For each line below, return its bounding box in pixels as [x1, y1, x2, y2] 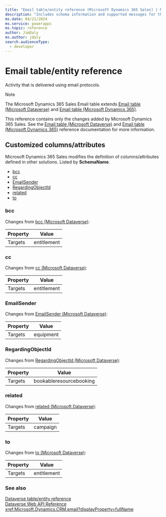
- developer [9, 44, 35, 49]
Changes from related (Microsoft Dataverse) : [5, 403, 96, 409]
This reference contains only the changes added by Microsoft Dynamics [5, 116, 152, 122]
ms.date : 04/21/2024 [5, 16, 48, 21]
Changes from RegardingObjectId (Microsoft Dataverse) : [5, 357, 120, 363]
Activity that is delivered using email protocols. [5, 82, 100, 88]
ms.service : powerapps [5, 21, 52, 26]
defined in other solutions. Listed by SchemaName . [5, 159, 110, 165]
